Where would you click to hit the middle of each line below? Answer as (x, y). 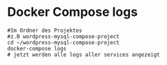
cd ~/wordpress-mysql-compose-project (63, 42)
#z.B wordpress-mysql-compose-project (63, 36)
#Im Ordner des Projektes (45, 30)
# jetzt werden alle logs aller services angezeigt (83, 55)
